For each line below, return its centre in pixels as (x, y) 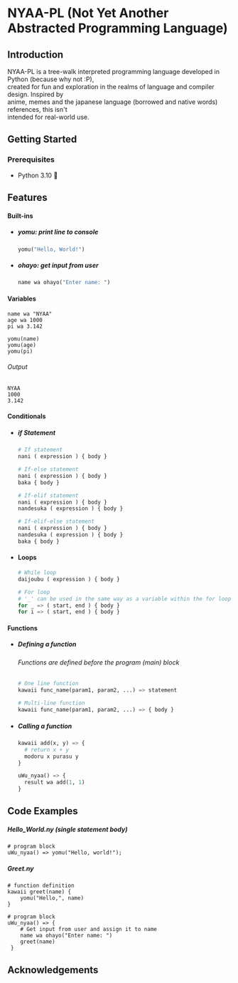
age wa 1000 (25, 320)
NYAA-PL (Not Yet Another (88, 13)
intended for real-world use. (49, 117)
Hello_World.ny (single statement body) (67, 829)
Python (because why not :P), (51, 79)
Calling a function (45, 726)
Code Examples (43, 811)
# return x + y (47, 749)
